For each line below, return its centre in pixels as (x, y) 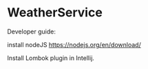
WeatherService (55, 13)
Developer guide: (32, 31)
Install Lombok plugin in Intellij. (51, 58)
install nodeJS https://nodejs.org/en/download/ (74, 44)
